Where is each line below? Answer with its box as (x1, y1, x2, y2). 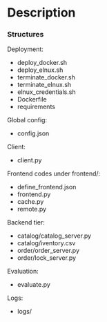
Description (7, 5, 76, 21)
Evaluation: (7, 267, 39, 276)
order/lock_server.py (17, 254, 77, 262)
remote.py (17, 205, 47, 214)
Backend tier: (7, 218, 45, 227)
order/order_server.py (17, 247, 80, 255)
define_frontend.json (17, 183, 77, 191)
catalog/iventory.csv (17, 239, 76, 247)
